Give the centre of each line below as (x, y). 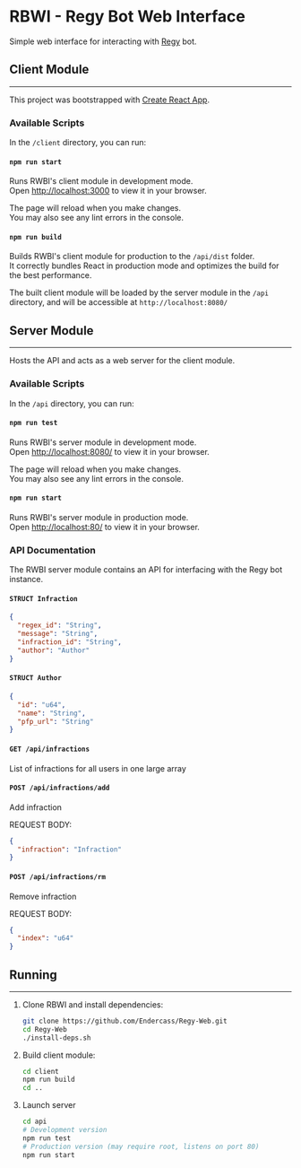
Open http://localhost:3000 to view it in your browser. (108, 191)
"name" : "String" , (52, 713)
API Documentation (53, 550)
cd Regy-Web (44, 1029)
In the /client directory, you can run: (77, 143)
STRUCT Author (36, 678)
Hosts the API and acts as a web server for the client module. (122, 361)
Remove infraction (43, 896)
